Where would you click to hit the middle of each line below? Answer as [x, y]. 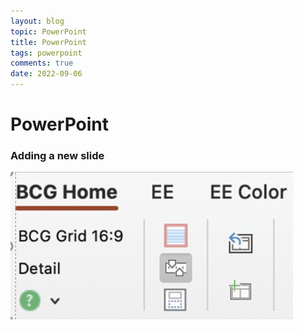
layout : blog [37, 21]
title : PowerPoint [48, 42]
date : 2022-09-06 [46, 74]
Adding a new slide [57, 156]
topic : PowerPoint [48, 31]
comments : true [42, 63]
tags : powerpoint [46, 53]
